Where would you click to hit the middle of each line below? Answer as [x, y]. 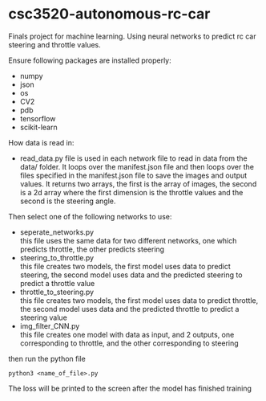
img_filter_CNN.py [50, 325]
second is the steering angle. [68, 201]
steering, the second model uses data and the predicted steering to [131, 275]
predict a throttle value [57, 283]
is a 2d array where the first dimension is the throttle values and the [131, 192]
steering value [44, 317]
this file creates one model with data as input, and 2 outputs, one [127, 334]
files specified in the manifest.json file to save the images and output [133, 175]
